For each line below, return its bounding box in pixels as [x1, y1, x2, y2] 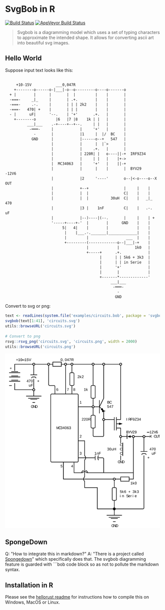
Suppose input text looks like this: [5, 67, 74, 73]
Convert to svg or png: [5, 303, 51, 309]
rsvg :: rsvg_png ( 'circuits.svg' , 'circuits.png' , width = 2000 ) [5, 339, 137, 344]
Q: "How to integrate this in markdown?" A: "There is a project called [5, 551, 144, 557]
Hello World [5, 54, 42, 63]
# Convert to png [5, 334, 41, 339]
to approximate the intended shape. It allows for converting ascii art [17, 35, 154, 40]
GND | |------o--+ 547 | [31, 137, 126, 142]
